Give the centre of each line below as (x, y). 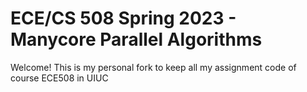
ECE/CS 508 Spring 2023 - (123, 18)
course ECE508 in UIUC (59, 78)
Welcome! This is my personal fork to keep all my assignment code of (153, 67)
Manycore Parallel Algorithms (136, 39)
